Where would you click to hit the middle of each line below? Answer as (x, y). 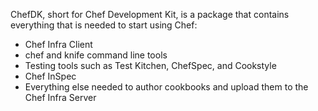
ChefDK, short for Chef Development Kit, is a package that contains (150, 14)
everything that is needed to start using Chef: (104, 25)
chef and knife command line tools (96, 55)
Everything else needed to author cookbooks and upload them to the (166, 87)
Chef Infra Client (58, 44)
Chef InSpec (50, 76)
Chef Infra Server (60, 97)
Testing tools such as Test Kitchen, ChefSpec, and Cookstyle (150, 65)
